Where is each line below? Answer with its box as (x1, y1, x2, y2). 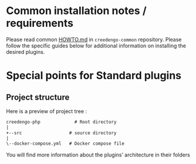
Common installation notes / (6, 4, 147, 18)
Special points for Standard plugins (6, 69, 182, 83)
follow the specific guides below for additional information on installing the (6, 42, 187, 49)
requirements (6, 16, 73, 30)
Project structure (6, 92, 70, 102)
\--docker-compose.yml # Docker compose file (6, 141, 125, 147)
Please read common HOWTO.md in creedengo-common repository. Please (6, 36, 182, 43)
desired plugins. (6, 48, 45, 55)
